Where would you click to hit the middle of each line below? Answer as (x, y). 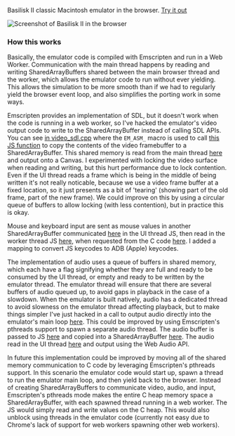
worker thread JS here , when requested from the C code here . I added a (112, 241)
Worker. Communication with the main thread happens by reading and (109, 65)
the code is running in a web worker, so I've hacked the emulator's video (112, 123)
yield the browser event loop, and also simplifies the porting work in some (114, 95)
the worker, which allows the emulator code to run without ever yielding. (112, 79)
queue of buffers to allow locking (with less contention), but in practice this (116, 205)
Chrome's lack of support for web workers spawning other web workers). (113, 425)
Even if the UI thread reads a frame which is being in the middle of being (112, 176)
